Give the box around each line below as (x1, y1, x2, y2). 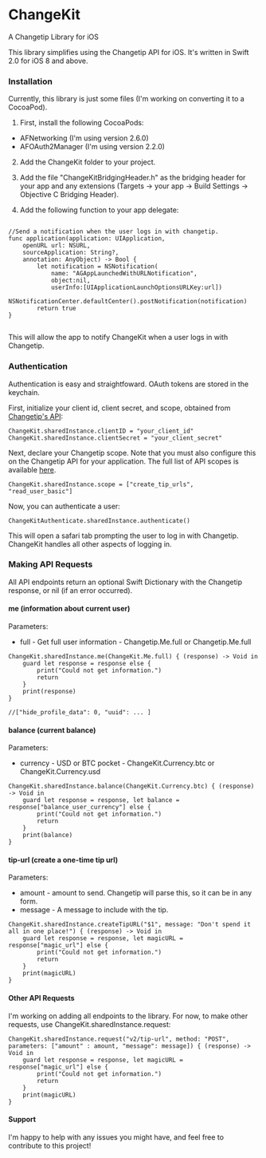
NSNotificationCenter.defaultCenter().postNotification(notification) (8, 298, 248, 306)
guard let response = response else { (22, 660, 151, 668)
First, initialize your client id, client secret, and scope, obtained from (8, 403, 231, 413)
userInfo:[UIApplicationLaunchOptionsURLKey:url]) (50, 283, 223, 292)
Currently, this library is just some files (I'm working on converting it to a (8, 94, 244, 104)
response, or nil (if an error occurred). (8, 585, 133, 595)
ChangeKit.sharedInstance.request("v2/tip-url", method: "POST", (8, 1035, 229, 1043)
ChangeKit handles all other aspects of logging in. (8, 539, 173, 548)
